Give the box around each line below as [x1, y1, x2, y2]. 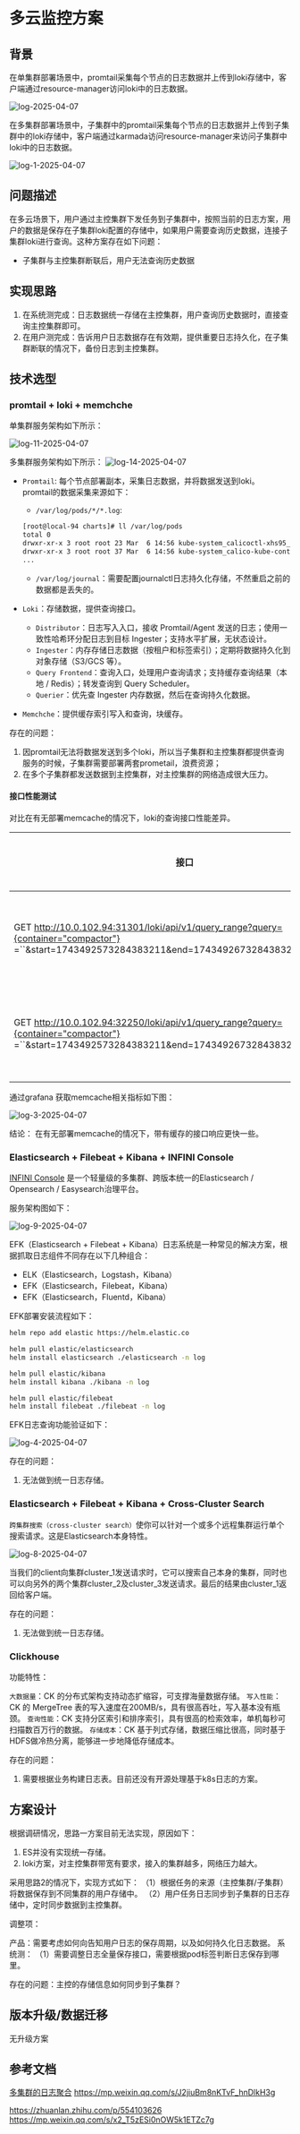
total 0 [21, 530, 51, 540]
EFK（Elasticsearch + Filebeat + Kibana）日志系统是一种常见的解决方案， [9, 1239, 280, 1250]
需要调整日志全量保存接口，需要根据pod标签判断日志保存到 [53, 1949, 272, 1959]
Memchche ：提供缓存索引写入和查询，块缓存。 [21, 708, 188, 719]
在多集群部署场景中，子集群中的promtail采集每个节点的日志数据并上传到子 [9, 120, 282, 130]
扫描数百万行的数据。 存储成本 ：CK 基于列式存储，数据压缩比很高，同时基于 [9, 1724, 287, 1735]
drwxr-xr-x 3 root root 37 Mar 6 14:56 [21, 547, 175, 556]
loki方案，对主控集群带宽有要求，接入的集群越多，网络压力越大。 [21, 1857, 262, 1868]
